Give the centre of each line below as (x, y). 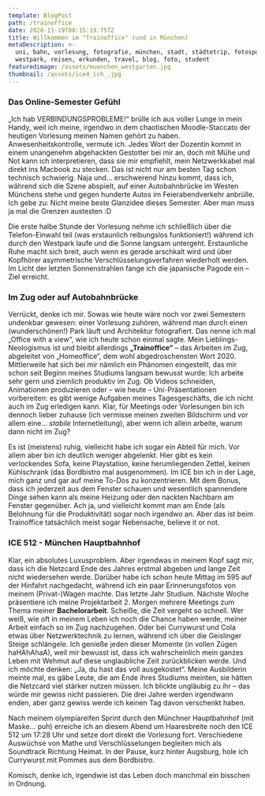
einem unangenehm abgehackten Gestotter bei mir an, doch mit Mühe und (129, 152)
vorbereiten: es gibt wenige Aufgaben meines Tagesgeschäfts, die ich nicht (131, 398)
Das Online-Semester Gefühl (64, 102)
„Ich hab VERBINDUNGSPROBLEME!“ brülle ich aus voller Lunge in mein (125, 118)
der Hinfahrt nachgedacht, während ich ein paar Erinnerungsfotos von (122, 585)
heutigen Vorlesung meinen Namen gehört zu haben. (94, 136)
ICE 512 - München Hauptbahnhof (74, 543)
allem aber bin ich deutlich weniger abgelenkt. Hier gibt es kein (110, 455)
